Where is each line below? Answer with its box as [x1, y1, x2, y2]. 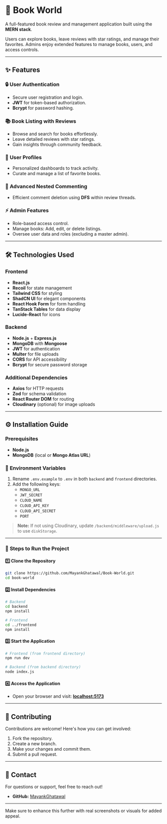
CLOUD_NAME [19, 498, 43, 503]
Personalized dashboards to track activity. [12, 165, 99, 171]
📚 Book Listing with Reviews [5, 117, 77, 124]
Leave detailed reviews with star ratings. [12, 136, 95, 142]
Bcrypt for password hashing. [12, 105, 74, 111]
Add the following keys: [12, 481, 61, 487]
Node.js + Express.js [12, 335, 57, 341]
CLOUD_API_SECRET [19, 509, 56, 514]
